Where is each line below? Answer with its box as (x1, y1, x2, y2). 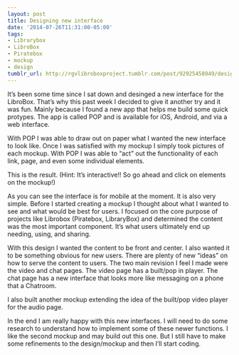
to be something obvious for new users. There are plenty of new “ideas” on (7, 251, 228, 259)
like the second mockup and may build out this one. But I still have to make (7, 331, 226, 340)
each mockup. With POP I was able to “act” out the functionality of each (7, 149, 218, 158)
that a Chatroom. (7, 281, 57, 289)
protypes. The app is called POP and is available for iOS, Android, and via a (7, 112, 228, 121)
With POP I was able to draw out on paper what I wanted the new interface (7, 133, 226, 143)
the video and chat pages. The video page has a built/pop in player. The (7, 266, 218, 274)
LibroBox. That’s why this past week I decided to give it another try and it (7, 97, 221, 106)
